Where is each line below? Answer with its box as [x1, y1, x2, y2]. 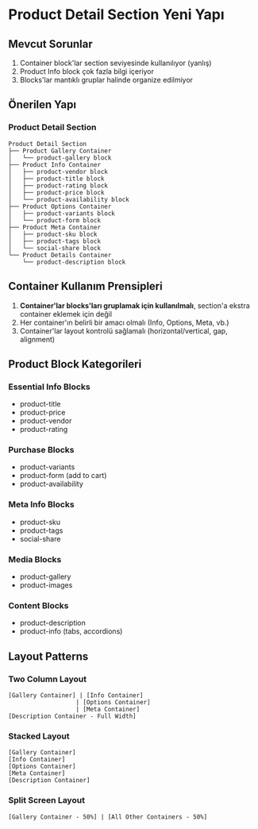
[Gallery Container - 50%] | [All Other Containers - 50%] [8, 812, 208, 821]
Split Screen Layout [8, 795, 86, 806]
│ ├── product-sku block [8, 230, 98, 238]
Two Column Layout [8, 673, 87, 684]
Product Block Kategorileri [8, 357, 142, 371]
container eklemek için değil [19, 309, 113, 318]
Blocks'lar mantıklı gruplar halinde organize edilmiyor [19, 75, 193, 84]
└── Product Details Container [8, 251, 112, 259]
